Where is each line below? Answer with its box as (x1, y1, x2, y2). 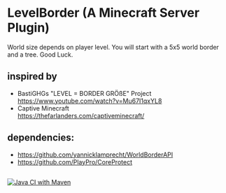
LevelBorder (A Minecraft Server (7, 5, 200, 21)
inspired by (7, 71, 57, 83)
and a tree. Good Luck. (7, 50, 73, 59)
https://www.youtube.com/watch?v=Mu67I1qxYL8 (17, 96, 162, 105)
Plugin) (7, 20, 50, 36)
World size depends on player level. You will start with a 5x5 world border (7, 43, 219, 51)
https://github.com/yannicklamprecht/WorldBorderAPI (17, 150, 174, 159)
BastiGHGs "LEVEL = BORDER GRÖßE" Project (17, 89, 152, 97)
